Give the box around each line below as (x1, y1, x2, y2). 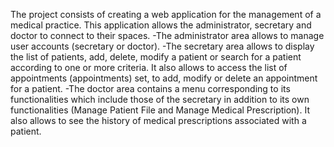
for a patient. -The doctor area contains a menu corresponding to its (10, 83, 291, 94)
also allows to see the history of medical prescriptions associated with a (10, 115, 307, 126)
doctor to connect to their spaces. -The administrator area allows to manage (10, 30, 325, 41)
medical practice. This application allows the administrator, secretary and (10, 19, 312, 31)
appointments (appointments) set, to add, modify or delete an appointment (10, 72, 318, 84)
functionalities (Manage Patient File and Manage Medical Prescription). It (10, 104, 310, 116)
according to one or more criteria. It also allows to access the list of (10, 62, 288, 73)
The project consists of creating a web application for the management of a (10, 9, 322, 20)
